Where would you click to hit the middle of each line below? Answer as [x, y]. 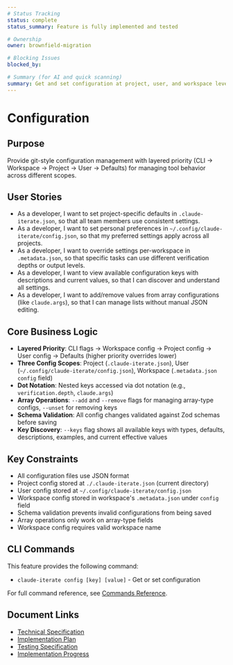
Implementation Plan [46, 639]
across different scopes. [42, 175]
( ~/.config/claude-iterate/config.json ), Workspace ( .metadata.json [117, 371]
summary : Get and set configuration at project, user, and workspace [110, 83]
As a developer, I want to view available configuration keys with [108, 273]
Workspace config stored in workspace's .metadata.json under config [118, 498]
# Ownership [24, 39]
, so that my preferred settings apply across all [143, 236]
